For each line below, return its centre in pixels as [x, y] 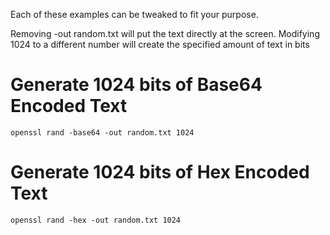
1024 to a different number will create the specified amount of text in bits [160, 44]
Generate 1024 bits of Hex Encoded [160, 172]
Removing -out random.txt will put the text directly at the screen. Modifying [165, 33]
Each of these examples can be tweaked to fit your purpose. [134, 14]
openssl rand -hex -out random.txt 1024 [96, 220]
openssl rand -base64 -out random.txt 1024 [102, 132]
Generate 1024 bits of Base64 [136, 85]
